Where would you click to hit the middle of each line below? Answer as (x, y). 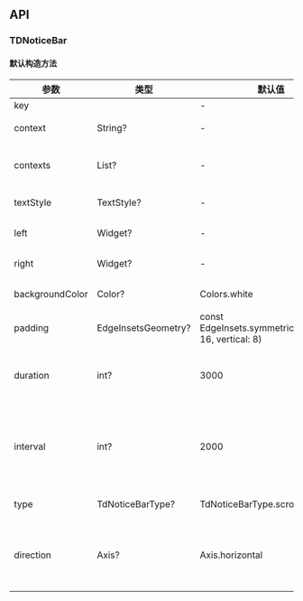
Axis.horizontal (231, 555)
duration (32, 375)
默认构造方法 (33, 63)
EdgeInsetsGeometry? (144, 327)
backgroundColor (51, 294)
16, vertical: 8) (231, 339)
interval (30, 446)
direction (33, 555)
